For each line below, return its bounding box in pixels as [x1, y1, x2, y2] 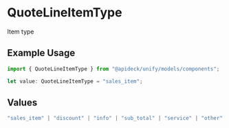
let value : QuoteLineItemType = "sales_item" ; [7, 77, 143, 85]
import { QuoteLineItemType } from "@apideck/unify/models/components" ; [7, 65, 220, 73]
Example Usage [7, 47, 76, 59]
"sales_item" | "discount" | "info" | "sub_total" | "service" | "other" [7, 115, 223, 122]
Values [7, 97, 38, 108]
